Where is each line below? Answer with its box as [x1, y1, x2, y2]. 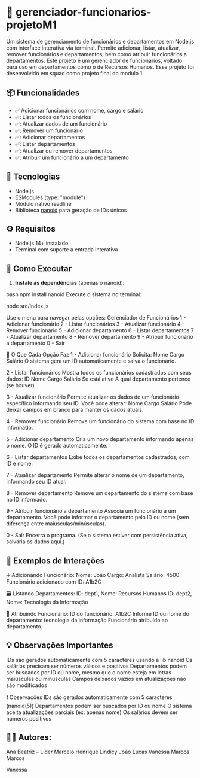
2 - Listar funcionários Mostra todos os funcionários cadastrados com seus [6, 369, 192, 376]
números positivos [6, 715, 52, 722]
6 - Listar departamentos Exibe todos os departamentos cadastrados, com [6, 454, 190, 461]
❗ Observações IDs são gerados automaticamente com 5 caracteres [6, 694, 173, 701]
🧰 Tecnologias [6, 172, 60, 182]
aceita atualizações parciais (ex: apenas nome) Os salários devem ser [6, 709, 178, 716]
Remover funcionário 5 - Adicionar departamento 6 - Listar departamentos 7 [6, 327, 194, 334]
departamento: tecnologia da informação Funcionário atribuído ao [6, 616, 168, 624]
